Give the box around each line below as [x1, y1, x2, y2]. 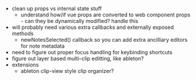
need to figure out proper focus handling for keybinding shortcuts [11, 49, 173, 55]
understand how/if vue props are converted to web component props [20, 11, 191, 18]
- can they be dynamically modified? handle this [20, 18, 138, 24]
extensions [11, 61, 39, 68]
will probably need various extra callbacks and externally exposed [11, 24, 174, 31]
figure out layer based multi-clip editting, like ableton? [11, 55, 144, 62]
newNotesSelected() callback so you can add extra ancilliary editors [20, 36, 188, 43]
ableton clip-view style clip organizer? [20, 68, 114, 74]
